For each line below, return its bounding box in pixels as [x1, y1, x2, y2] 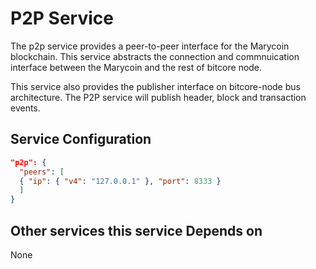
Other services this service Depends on [10, 222, 263, 239]
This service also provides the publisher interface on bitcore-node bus [10, 80, 301, 92]
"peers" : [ [19, 167, 65, 177]
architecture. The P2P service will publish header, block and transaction [10, 91, 307, 103]
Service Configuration [10, 131, 152, 148]
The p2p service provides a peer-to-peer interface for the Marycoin [10, 40, 290, 52]
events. [10, 102, 41, 114]
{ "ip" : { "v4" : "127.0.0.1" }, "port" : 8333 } [19, 176, 222, 186]
